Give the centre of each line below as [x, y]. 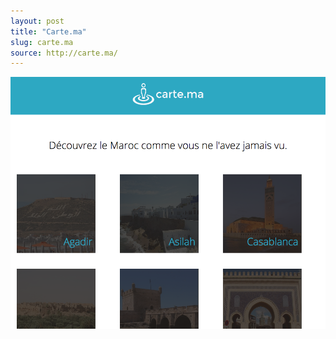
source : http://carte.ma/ [64, 53]
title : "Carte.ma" [48, 31]
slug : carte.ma [42, 42]
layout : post [37, 21]
